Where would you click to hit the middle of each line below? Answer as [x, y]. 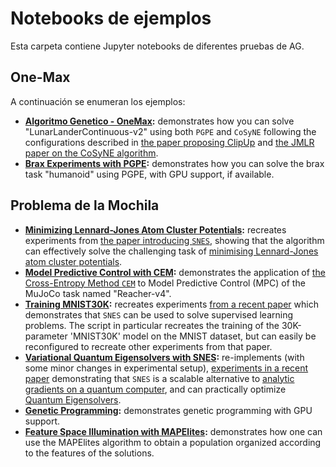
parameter [46, 336]
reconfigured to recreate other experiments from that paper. [148, 346]
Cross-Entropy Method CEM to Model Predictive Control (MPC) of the [165, 283]
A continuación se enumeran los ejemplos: [98, 101]
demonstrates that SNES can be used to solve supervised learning [159, 314]
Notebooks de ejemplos [111, 18]
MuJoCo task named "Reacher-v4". [98, 293]
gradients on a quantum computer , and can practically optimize [155, 389]
